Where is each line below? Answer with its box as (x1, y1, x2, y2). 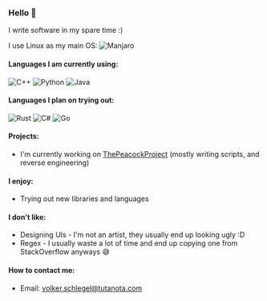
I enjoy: (8, 176, 34, 186)
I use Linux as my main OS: (8, 41, 98, 50)
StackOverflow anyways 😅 (19, 247, 110, 257)
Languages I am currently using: (8, 59, 119, 69)
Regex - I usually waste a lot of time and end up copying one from (19, 239, 238, 248)
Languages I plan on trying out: (8, 95, 115, 105)
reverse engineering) (19, 158, 90, 167)
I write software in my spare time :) (8, 26, 123, 35)
